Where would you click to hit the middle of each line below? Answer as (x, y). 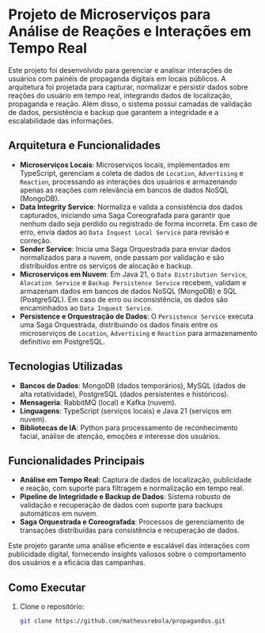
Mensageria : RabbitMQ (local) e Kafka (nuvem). (98, 402)
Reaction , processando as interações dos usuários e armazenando (128, 181)
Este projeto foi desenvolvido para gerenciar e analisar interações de (120, 70)
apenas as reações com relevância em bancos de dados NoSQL (124, 190)
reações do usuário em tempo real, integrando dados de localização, (120, 95)
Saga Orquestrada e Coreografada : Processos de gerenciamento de (132, 522)
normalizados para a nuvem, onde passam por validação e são (122, 257)
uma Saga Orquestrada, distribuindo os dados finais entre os (119, 324)
